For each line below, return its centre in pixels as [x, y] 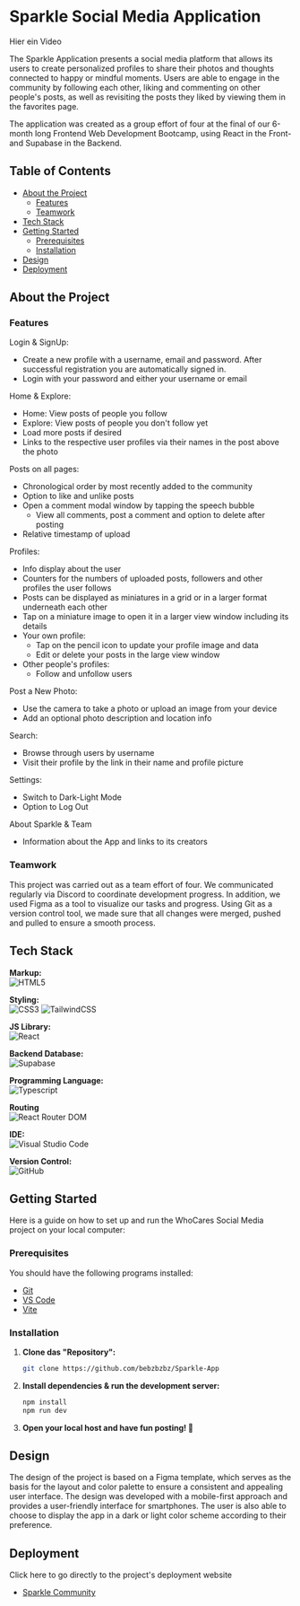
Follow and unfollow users [84, 674]
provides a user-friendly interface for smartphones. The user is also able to [148, 1506]
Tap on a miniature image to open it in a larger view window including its [155, 617]
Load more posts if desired [72, 433]
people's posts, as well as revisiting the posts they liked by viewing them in [148, 97]
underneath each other [64, 607]
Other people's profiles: [66, 664]
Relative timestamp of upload [76, 534]
